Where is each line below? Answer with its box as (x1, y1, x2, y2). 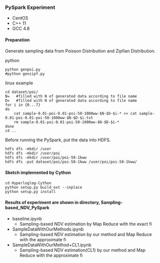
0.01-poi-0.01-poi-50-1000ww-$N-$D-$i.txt (5, 115, 93, 120)
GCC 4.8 (12, 26, 30, 32)
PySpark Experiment (5, 4, 55, 11)
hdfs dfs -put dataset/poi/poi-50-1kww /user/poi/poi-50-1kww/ (5, 159, 137, 164)
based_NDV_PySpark (5, 205, 50, 211)
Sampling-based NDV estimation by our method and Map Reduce (19, 231, 152, 237)
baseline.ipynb (12, 216, 42, 222)
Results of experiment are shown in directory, (5, 199, 100, 205)
